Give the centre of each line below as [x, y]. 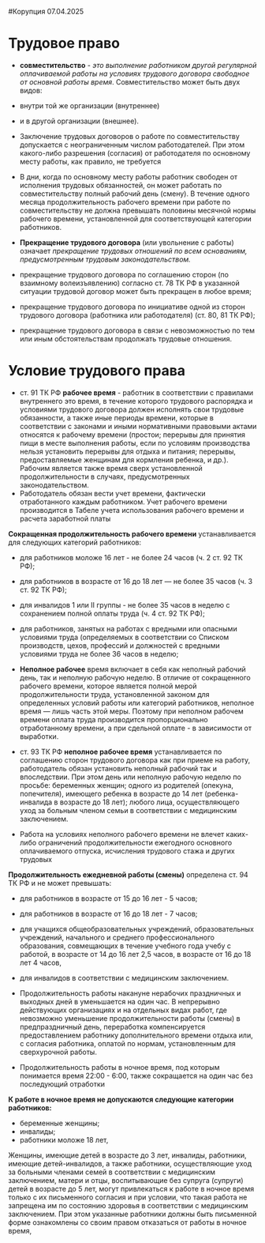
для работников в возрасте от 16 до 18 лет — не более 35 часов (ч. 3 [136, 581]
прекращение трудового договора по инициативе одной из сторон [132, 307]
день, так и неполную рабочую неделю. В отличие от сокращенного [135, 677]
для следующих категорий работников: [75, 542]
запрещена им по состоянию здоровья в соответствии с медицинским [128, 1205]
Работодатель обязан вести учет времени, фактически [113, 493]
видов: [31, 90]
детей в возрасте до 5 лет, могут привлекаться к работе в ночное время [131, 1188]
